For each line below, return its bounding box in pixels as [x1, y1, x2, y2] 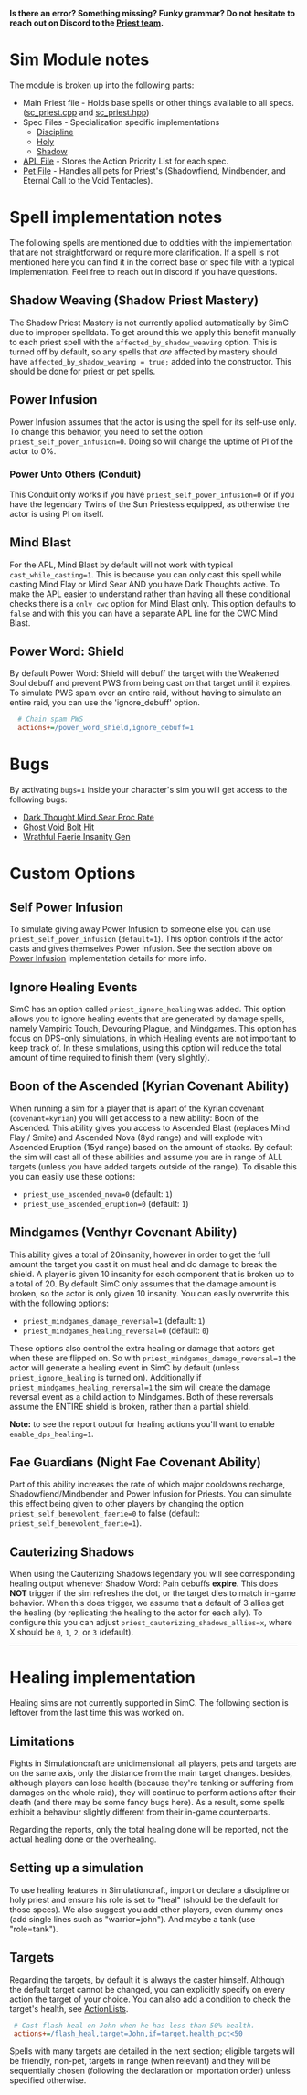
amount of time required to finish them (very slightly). [9, 1052, 210, 1063]
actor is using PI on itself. [9, 508, 104, 519]
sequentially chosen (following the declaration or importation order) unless [9, 2065, 291, 2077]
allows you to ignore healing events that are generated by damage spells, [9, 1013, 285, 1024]
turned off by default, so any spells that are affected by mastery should [9, 346, 278, 357]
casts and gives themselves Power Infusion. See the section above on [9, 943, 272, 954]
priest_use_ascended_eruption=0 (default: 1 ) [22, 1198, 189, 1209]
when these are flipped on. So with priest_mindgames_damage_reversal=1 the [9, 1352, 297, 1363]
